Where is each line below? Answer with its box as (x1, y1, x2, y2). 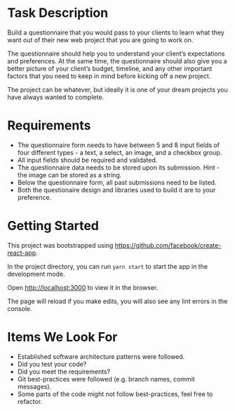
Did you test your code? (17, 360, 87, 368)
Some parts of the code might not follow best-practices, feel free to (17, 389, 213, 398)
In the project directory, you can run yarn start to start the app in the (7, 262, 208, 270)
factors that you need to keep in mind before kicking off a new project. (7, 72, 211, 80)
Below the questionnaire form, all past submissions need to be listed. (17, 178, 217, 186)
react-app (7, 248, 36, 257)
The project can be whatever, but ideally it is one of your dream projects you (7, 85, 228, 94)
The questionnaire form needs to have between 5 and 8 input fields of (17, 141, 220, 149)
